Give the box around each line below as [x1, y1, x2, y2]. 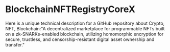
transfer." [5, 41, 25, 47]
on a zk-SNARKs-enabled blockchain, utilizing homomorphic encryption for [5, 31, 164, 37]
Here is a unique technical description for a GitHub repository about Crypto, [5, 20, 165, 26]
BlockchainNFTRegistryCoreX [5, 4, 135, 15]
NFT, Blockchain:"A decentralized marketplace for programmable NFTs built [5, 25, 165, 31]
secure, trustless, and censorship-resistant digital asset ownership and [5, 36, 155, 42]
